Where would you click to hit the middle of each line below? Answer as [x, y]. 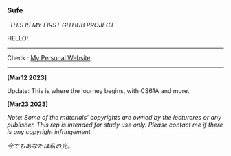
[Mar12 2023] [27, 78]
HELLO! [18, 38]
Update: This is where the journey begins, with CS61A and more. [98, 91]
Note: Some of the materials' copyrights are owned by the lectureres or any [114, 118]
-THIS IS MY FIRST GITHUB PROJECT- [62, 25]
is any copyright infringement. [50, 132]
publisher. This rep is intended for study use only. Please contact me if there [115, 125]
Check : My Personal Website [49, 58]
